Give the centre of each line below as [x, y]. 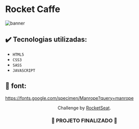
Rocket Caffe [33, 9]
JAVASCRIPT [24, 71]
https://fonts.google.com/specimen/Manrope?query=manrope [69, 98]
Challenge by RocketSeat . [84, 108]
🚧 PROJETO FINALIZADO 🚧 [84, 120]
